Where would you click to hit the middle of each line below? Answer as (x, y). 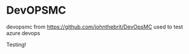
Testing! (16, 45)
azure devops (23, 33)
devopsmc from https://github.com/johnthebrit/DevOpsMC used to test (94, 27)
